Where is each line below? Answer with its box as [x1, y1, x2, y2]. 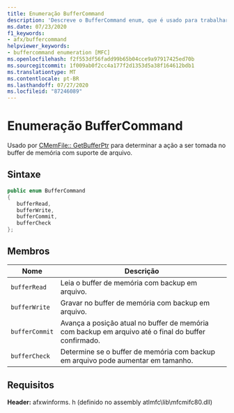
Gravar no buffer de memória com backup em [60, 298, 210, 308]
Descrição [124, 266, 159, 276]
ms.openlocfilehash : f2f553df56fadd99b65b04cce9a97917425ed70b [7, 56, 195, 63]
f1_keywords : [7, 29, 45, 37]
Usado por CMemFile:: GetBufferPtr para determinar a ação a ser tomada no [7, 141, 226, 150]
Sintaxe [7, 169, 41, 181]
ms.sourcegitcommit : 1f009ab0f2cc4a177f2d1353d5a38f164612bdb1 [7, 62, 195, 69]
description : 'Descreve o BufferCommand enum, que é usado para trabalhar [7, 17, 229, 24]
